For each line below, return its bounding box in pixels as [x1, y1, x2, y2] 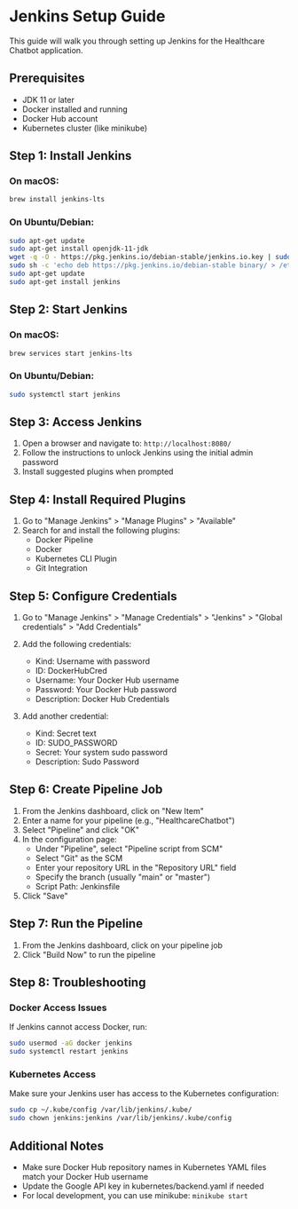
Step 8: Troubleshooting [9, 975, 146, 991]
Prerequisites [9, 71, 85, 86]
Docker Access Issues [9, 1001, 107, 1014]
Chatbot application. [9, 44, 83, 55]
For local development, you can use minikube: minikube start [21, 1189, 248, 1200]
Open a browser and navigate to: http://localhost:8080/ [21, 438, 232, 449]
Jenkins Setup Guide [9, 6, 166, 27]
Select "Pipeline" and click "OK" [21, 824, 140, 835]
